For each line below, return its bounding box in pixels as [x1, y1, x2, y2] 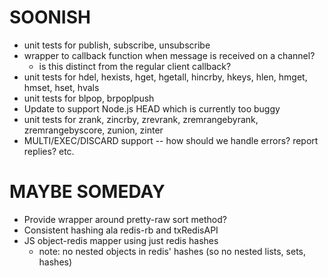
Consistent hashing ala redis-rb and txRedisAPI [23, 224, 219, 236]
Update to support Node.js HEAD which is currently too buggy [23, 102, 281, 115]
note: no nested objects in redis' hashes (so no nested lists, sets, [38, 245, 307, 257]
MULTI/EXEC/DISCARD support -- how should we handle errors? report [23, 134, 319, 146]
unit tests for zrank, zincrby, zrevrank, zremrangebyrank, [23, 113, 259, 125]
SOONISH [9, 6, 91, 29]
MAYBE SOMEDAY [9, 181, 166, 203]
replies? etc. [23, 145, 75, 157]
